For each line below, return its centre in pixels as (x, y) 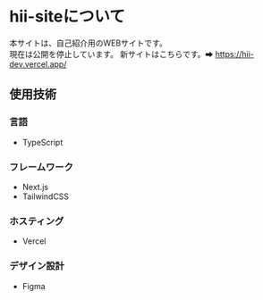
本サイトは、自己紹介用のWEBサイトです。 (88, 43)
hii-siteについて (67, 17)
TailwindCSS (46, 196)
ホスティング (37, 221)
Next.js (35, 187)
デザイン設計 (37, 266)
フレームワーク (42, 167)
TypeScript (42, 142)
